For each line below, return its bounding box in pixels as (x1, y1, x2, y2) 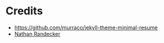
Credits (5, 4, 43, 18)
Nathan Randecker (14, 30, 60, 37)
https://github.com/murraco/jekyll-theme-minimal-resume (14, 24, 158, 31)
